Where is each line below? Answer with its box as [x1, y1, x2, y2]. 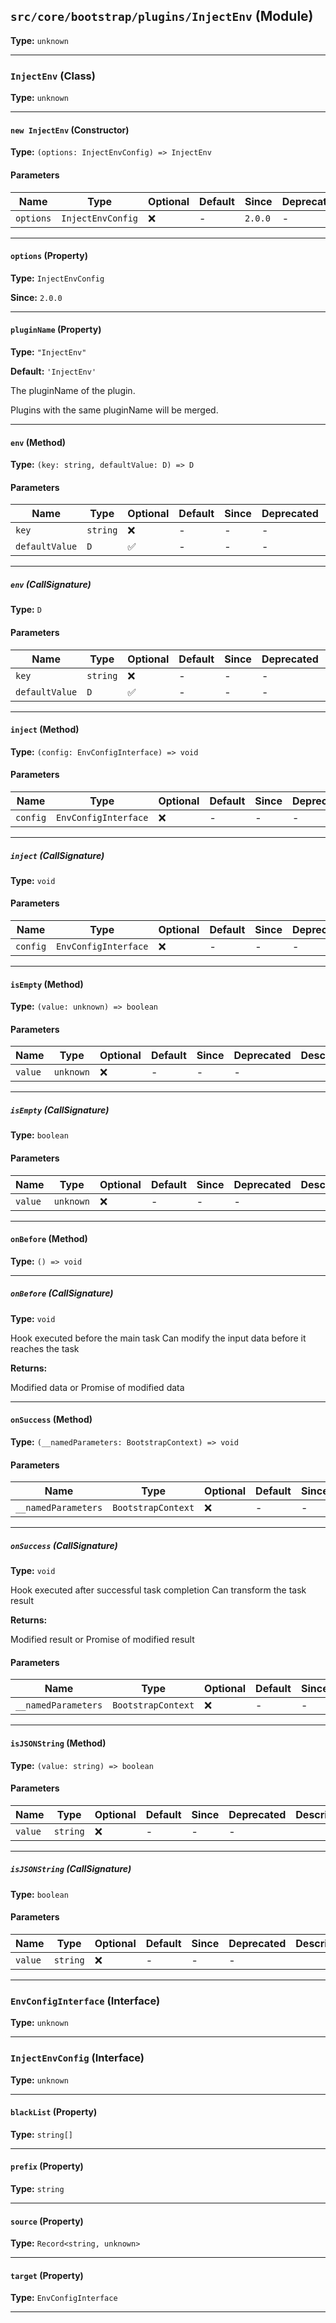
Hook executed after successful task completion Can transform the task [10, 1584, 307, 1596]
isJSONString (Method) [10, 1737, 107, 1749]
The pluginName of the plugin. [10, 384, 136, 396]
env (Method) [10, 436, 67, 448]
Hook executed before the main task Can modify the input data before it [10, 1332, 307, 1344]
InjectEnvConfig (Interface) [10, 2051, 145, 2065]
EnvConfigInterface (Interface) [10, 1994, 161, 2008]
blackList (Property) [10, 2106, 98, 2118]
